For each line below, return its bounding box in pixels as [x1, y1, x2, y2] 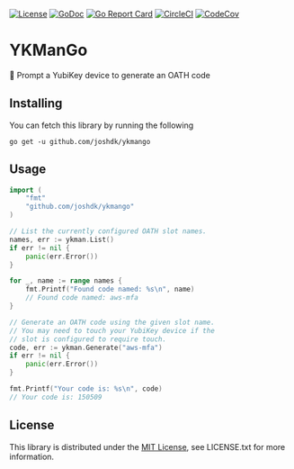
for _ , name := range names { [9, 276, 123, 285]
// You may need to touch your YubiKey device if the [9, 326, 216, 335]
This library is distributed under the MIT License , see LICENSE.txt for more [9, 441, 286, 452]
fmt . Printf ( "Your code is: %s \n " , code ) [9, 384, 164, 393]
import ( [9, 185, 42, 194]
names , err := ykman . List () [9, 235, 115, 244]
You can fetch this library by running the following [9, 120, 194, 131]
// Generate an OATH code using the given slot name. [9, 318, 216, 327]
